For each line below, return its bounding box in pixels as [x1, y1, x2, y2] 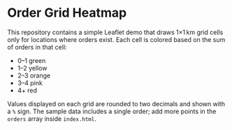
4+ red [17, 86, 37, 94]
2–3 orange [17, 71, 51, 80]
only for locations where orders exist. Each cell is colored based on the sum [7, 35, 226, 43]
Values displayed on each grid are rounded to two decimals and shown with [7, 99, 226, 108]
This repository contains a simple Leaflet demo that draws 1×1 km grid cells [7, 28, 224, 36]
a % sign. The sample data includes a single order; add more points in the [7, 107, 217, 115]
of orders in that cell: [7, 43, 68, 51]
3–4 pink [17, 78, 43, 87]
